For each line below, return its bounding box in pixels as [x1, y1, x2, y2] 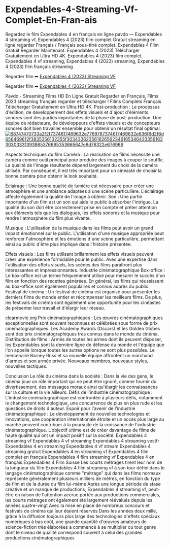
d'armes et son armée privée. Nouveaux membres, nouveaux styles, [5, 358, 149, 364]
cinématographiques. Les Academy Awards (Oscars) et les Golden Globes [5, 325, 160, 331]
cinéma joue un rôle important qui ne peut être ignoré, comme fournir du [5, 378, 157, 384]
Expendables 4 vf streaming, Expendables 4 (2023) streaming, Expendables [5, 58, 165, 64]
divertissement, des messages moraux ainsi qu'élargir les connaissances [5, 384, 158, 390]
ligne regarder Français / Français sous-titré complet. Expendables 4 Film [5, 42, 159, 48]
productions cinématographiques [5, 534, 75, 541]
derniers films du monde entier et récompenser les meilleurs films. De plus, [5, 294, 162, 300]
